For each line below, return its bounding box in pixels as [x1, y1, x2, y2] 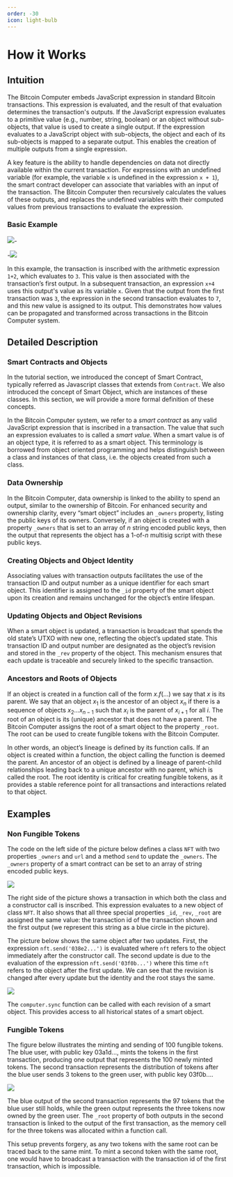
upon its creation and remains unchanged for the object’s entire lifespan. [7, 593, 216, 602]
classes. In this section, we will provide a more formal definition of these [7, 395, 214, 404]
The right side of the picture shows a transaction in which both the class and [7, 893, 227, 902]
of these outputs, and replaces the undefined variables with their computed [7, 195, 224, 203]
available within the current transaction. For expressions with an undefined [7, 165, 221, 174]
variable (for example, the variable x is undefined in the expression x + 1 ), [7, 173, 220, 181]
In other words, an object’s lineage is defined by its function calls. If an [7, 743, 209, 752]
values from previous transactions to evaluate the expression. [7, 203, 184, 211]
